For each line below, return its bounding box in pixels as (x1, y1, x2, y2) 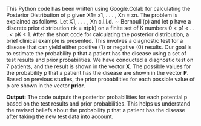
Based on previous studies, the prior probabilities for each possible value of (6, 75, 195, 83)
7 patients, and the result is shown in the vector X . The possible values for (6, 63, 191, 70)
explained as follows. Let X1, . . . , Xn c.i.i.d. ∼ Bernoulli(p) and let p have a (6, 18, 191, 25)
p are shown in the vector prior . (6, 82, 86, 89)
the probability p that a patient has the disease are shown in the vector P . (6, 69, 189, 76)
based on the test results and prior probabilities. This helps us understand (6, 100, 191, 107)
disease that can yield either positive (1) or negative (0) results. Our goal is (6, 43, 192, 51)
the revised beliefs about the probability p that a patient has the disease (6, 107, 186, 113)
